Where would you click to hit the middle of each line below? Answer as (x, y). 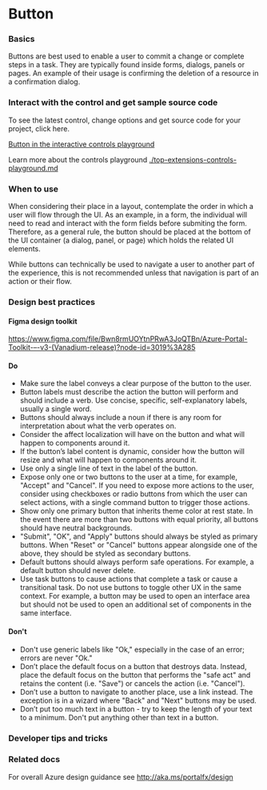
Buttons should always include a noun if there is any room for (121, 418)
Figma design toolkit (43, 321)
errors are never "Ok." (56, 658)
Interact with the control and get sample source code (113, 102)
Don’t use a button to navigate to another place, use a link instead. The (136, 692)
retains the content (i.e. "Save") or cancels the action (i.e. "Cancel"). (132, 683)
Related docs (34, 760)
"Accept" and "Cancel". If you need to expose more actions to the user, (137, 486)
